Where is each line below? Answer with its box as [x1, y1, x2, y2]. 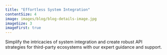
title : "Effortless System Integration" [5, 7, 91, 12]
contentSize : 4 [5, 12, 37, 17]
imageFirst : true [5, 26, 41, 30]
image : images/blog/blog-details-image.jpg [5, 16, 97, 21]
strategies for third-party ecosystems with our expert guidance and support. [5, 44, 162, 50]
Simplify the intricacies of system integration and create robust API [5, 39, 143, 45]
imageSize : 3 [5, 21, 32, 26]
